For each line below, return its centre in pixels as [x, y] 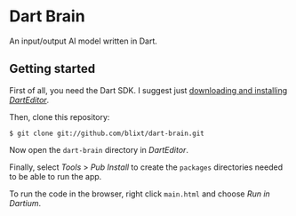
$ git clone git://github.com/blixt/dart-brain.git [107, 133]
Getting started [52, 69]
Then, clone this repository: [60, 116]
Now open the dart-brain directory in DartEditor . [99, 149]
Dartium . [25, 203]
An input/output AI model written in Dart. [84, 41]
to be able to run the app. [56, 176]
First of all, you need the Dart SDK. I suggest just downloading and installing [148, 90]
